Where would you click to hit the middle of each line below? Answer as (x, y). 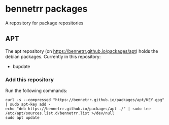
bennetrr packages (46, 9)
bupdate (21, 66)
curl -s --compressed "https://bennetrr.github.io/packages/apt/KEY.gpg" (85, 100)
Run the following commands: (36, 91)
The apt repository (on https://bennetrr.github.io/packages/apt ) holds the (82, 51)
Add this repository (30, 79)
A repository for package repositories (44, 23)
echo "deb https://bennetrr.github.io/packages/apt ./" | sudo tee (78, 109)
